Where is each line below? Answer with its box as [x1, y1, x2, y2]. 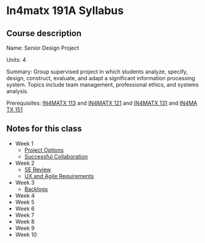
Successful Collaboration [24, 152, 88, 160]
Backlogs [24, 185, 48, 193]
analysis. [6, 88, 29, 95]
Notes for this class [6, 124, 82, 134]
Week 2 [15, 159, 35, 166]
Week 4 [15, 192, 35, 199]
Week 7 [15, 211, 35, 219]
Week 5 [15, 198, 35, 206]
